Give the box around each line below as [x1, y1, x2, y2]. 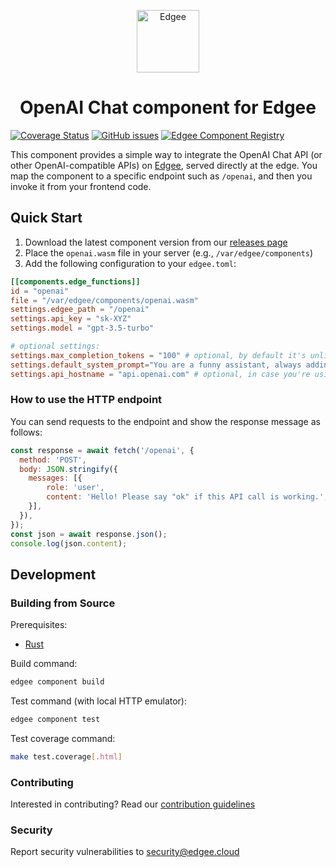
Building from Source [10, 596, 116, 610]
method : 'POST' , [19, 455, 87, 465]
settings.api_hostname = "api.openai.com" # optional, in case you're [10, 369, 311, 379]
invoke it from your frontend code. [10, 180, 152, 192]
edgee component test [10, 714, 101, 724]
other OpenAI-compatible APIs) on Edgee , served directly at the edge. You [10, 159, 318, 171]
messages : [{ [28, 473, 83, 484]
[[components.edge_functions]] [10, 276, 141, 287]
